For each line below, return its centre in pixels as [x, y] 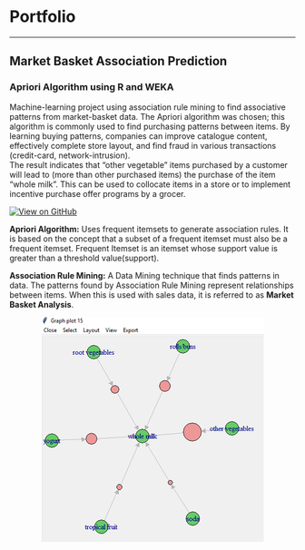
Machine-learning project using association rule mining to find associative [148, 107]
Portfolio [43, 17]
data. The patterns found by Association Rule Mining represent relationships [152, 285]
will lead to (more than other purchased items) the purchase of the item [143, 174]
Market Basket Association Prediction [118, 61]
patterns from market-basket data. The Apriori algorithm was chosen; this [148, 116]
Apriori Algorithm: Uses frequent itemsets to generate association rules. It [149, 229]
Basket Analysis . [42, 304]
